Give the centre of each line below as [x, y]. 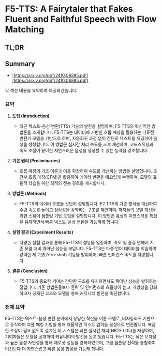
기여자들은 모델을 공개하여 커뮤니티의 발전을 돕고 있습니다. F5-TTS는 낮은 [74, 336]
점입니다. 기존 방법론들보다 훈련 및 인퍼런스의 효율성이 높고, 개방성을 [84, 287]
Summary [20, 64]
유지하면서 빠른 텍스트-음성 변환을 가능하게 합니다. [72, 222]
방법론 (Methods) [29, 193]
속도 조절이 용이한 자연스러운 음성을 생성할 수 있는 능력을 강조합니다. [84, 150]
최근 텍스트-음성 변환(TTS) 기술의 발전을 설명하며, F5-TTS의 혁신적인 [85, 126]
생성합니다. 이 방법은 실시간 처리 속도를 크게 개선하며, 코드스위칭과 [91, 144]
